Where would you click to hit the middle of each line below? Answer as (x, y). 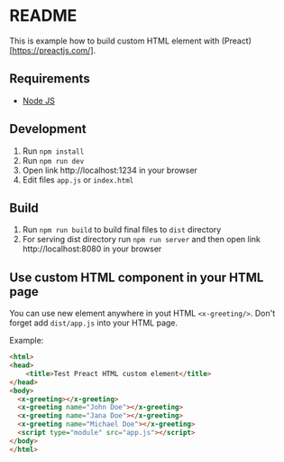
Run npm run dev (53, 160)
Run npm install (53, 151)
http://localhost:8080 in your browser (92, 249)
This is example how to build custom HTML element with (115, 41)
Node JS (39, 100)
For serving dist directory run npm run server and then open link (142, 240)
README (43, 16)
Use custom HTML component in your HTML (137, 277)
